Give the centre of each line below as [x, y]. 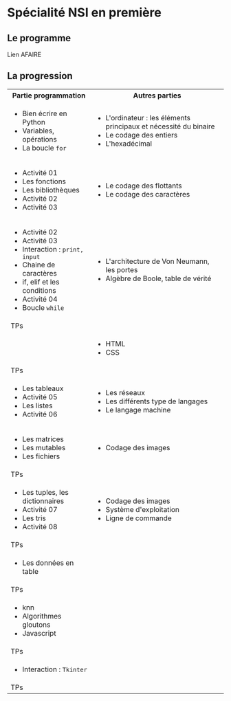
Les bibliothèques [51, 190]
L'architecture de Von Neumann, [157, 261]
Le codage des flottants [144, 186]
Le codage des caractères [148, 194]
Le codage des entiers [142, 135]
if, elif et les [41, 282]
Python [34, 122]
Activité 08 [40, 526]
